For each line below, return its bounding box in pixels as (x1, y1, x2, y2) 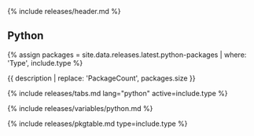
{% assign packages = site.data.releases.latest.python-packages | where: (7, 50, 247, 59)
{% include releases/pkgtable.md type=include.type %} (7, 119, 188, 128)
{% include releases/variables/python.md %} (7, 103, 153, 113)
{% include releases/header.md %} (7, 7, 121, 16)
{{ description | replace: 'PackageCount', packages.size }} (7, 73, 196, 83)
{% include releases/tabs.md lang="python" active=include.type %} (7, 88, 228, 98)
